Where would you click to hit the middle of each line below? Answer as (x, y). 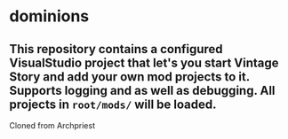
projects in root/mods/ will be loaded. (113, 104)
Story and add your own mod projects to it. (130, 77)
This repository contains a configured (116, 49)
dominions (49, 16)
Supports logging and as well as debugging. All (142, 90)
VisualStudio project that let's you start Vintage (144, 62)
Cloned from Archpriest (52, 125)
